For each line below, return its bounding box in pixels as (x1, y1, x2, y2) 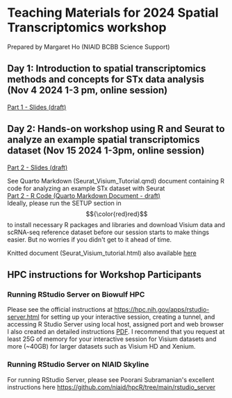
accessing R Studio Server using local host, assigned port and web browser (7, 320, 224, 329)
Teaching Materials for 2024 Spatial (7, 5, 219, 21)
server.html (7, 313, 40, 321)
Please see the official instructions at (7, 306, 113, 314)
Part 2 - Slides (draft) (7, 163, 68, 172)
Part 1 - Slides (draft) (7, 103, 67, 111)
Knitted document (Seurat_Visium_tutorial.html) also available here (7, 249, 197, 257)
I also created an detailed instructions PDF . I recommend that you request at (7, 328, 225, 336)
